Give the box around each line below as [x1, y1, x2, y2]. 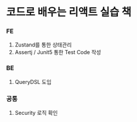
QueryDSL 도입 [14, 78, 52, 85]
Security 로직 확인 [14, 110, 58, 117]
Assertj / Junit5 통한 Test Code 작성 [14, 49, 101, 56]
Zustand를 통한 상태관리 [14, 41, 72, 48]
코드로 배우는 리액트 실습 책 [6, 5, 132, 19]
